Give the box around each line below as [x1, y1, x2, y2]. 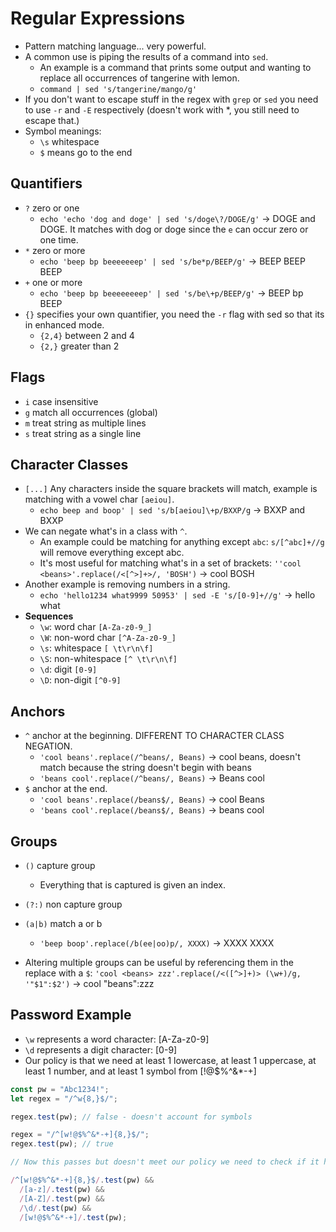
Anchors [10, 703, 66, 720]
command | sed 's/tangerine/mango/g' [39, 84, 198, 94]
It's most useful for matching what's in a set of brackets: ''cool [39, 557, 302, 569]
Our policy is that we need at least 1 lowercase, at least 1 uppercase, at [24, 1054, 317, 1066]
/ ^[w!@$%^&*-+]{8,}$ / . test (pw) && [10, 1175, 155, 1186]
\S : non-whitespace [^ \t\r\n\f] [39, 653, 178, 665]
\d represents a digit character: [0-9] [24, 1043, 178, 1056]
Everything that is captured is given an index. [39, 879, 226, 891]
